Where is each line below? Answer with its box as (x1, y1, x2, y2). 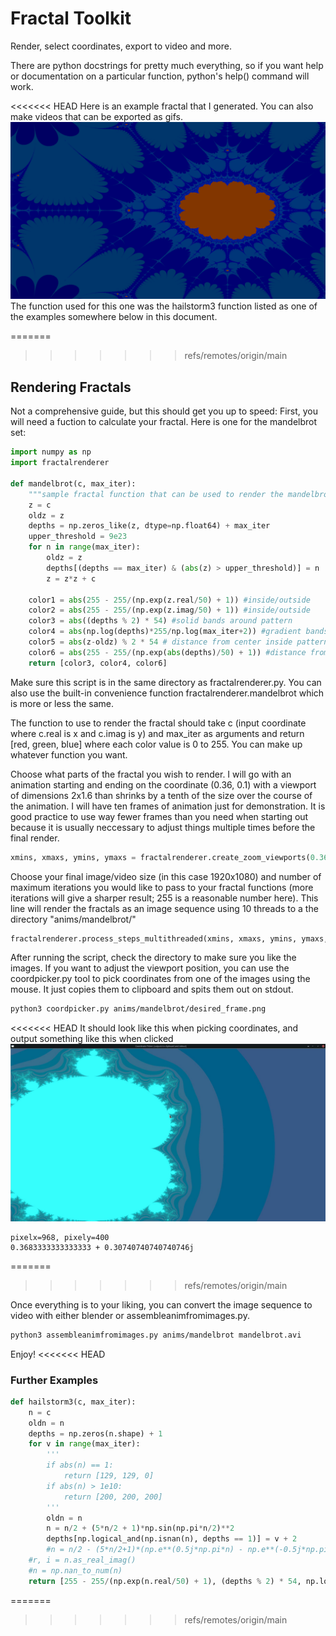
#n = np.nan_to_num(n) (28, 1565, 123, 1576)
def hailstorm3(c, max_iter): (10, 1397, 137, 1407)
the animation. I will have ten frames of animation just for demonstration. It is (10, 800, 326, 812)
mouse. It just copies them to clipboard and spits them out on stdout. (10, 983, 294, 996)
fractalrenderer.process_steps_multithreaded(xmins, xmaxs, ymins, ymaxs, (10, 933, 329, 944)
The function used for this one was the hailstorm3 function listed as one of (10, 300, 318, 312)
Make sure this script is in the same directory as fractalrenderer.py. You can (10, 676, 322, 688)
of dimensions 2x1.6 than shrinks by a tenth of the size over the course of (10, 789, 313, 801)
